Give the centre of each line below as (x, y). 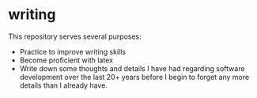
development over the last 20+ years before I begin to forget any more (134, 77)
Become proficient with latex (66, 60)
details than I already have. (64, 85)
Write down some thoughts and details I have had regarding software (132, 68)
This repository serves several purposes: (75, 36)
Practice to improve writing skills (73, 51)
